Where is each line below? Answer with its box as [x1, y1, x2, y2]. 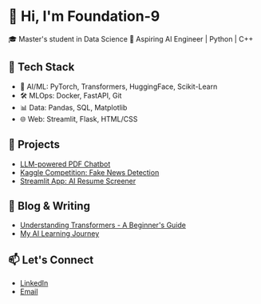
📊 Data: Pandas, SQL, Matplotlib [19, 102, 128, 112]
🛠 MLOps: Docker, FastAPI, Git [19, 90, 122, 100]
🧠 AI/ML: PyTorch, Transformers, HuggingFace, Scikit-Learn [19, 82, 218, 91]
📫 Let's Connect [8, 253, 94, 266]
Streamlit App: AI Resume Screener [19, 176, 136, 186]
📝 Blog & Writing [8, 199, 90, 213]
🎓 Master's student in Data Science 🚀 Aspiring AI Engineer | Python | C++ [8, 34, 254, 43]
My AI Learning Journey [19, 229, 100, 238]
